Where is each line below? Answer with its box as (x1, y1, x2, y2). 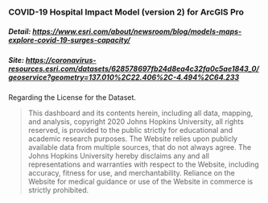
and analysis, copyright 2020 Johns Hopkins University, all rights (27, 117, 244, 126)
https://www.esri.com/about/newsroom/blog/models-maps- (31, 27, 242, 36)
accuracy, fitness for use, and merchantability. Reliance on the (27, 168, 235, 178)
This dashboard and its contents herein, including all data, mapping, (27, 108, 254, 118)
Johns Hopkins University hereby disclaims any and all (27, 151, 209, 161)
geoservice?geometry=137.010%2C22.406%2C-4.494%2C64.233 (8, 72, 240, 82)
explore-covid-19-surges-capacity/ (8, 35, 131, 44)
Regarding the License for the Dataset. (8, 93, 137, 102)
